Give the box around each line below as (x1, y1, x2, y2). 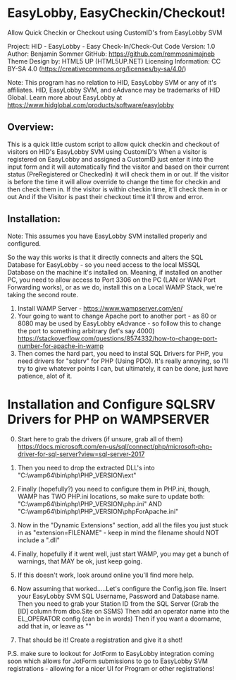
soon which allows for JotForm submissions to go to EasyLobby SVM (7, 657, 208, 665)
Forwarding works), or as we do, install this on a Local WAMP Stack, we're (7, 282, 223, 291)
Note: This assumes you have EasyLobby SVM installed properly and (7, 232, 208, 240)
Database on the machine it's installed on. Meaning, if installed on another (7, 268, 223, 276)
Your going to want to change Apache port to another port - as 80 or (17, 311, 217, 320)
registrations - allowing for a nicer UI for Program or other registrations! (7, 664, 215, 672)
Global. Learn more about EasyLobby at (7, 93, 123, 102)
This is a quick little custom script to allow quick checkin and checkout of (7, 140, 220, 148)
